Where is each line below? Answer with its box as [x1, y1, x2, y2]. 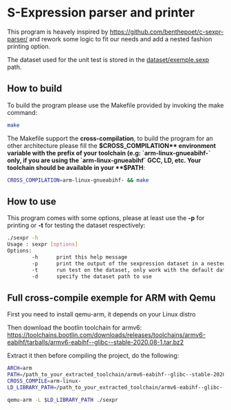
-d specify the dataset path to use [32, 273, 153, 280]
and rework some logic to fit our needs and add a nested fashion [29, 34, 212, 43]
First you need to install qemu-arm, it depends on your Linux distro [7, 310, 196, 319]
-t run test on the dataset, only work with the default [32, 266, 214, 273]
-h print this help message [32, 253, 128, 261]
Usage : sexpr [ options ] [7, 241, 78, 248]
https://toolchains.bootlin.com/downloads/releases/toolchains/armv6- [7, 331, 206, 339]
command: [7, 108, 38, 116]
